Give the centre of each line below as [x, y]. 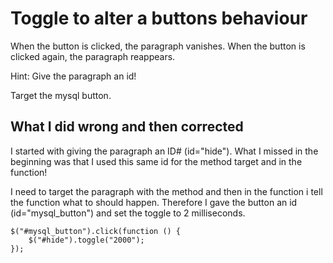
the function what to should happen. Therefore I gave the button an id [154, 202]
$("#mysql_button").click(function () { [96, 231]
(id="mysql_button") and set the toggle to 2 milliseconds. [128, 213]
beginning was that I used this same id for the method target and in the [156, 161]
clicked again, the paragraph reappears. [93, 56]
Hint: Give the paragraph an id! [73, 76]
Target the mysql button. [61, 95]
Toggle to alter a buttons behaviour [159, 18]
